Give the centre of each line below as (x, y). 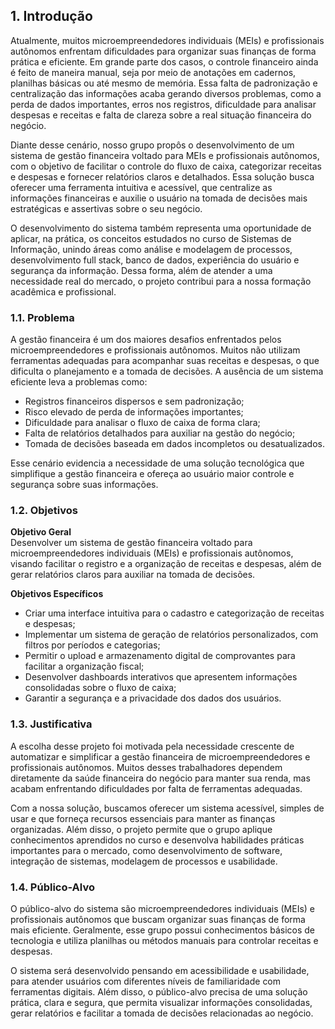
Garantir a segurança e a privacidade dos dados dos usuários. (153, 698)
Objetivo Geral (41, 532)
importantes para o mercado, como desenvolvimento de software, (146, 850)
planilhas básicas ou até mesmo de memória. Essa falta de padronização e (164, 83)
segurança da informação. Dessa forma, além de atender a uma (141, 270)
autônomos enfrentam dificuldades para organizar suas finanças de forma (163, 51)
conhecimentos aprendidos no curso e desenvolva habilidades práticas (157, 840)
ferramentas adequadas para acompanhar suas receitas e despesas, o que (165, 361)
